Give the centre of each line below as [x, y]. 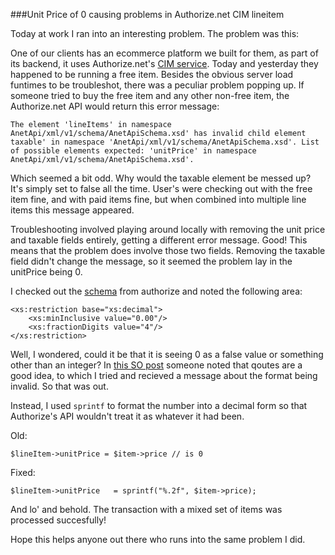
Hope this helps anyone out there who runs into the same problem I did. [158, 539]
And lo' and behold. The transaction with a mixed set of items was [146, 509]
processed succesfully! [58, 520]
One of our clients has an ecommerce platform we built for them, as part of [164, 53]
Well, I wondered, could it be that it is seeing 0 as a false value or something [167, 354]
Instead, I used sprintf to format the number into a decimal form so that [159, 405]
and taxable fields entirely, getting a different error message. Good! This [159, 240]
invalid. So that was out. [59, 386]
